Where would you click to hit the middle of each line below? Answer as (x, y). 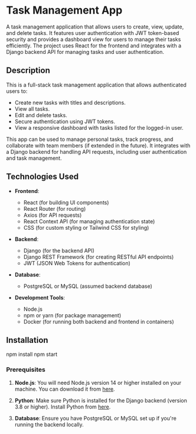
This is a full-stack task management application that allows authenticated (97, 85)
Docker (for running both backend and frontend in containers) (99, 322)
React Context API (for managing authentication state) (89, 221)
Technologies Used (42, 177)
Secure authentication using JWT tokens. (65, 121)
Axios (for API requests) (53, 215)
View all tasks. (32, 109)
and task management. (34, 158)
